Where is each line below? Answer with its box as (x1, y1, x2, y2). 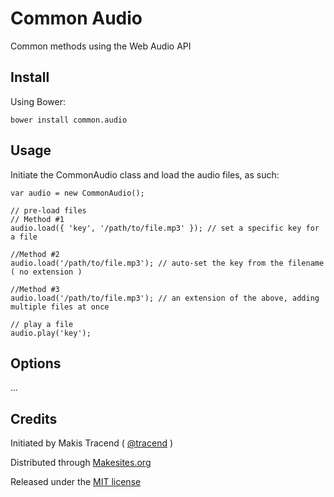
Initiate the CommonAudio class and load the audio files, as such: (10, 168, 280, 181)
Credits (10, 410, 58, 427)
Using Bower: (10, 95, 66, 107)
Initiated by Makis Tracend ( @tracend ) (10, 437, 174, 449)
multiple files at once (10, 302, 110, 312)
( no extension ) (10, 267, 83, 277)
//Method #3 (10, 284, 60, 294)
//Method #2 (10, 249, 60, 259)
